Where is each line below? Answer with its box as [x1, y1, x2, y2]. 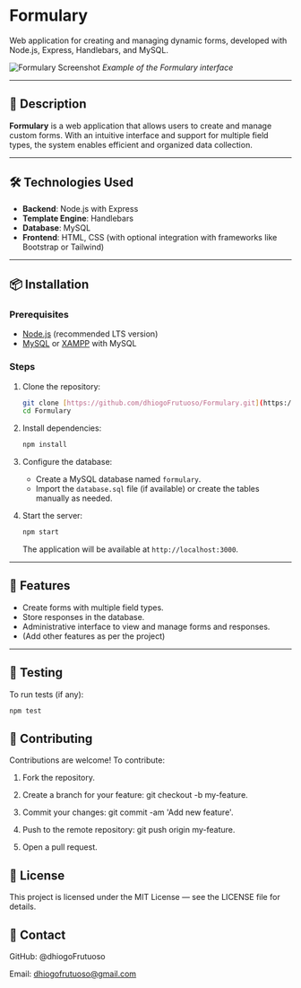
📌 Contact [9, 927, 66, 942]
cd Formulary [21, 407, 72, 415]
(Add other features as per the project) [21, 630, 166, 642]
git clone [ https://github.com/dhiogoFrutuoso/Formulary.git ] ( [21, 398, 264, 407]
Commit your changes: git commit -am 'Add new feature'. [21, 807, 234, 818]
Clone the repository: [21, 380, 101, 391]
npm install [21, 441, 67, 450]
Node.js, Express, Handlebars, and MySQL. [9, 44, 168, 55]
